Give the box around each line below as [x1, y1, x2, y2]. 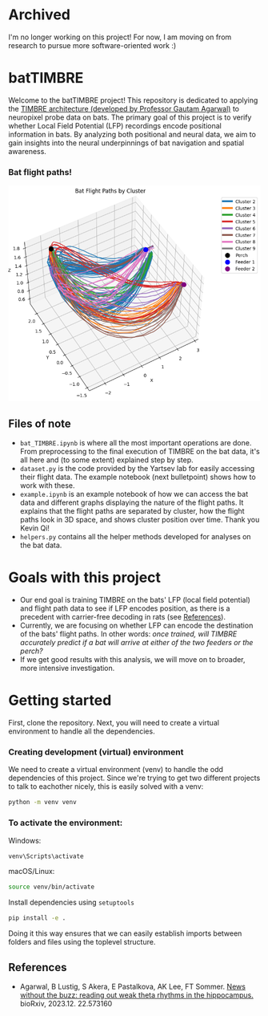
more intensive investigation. [19, 664, 115, 673]
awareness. [8, 146, 46, 156]
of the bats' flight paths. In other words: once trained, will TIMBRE [19, 629, 238, 639]
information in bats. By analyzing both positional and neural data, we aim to [8, 129, 256, 139]
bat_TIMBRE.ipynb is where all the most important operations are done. [19, 438, 252, 448]
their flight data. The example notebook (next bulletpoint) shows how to [19, 472, 256, 482]
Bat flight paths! [8, 166, 72, 177]
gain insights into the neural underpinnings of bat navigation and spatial [8, 138, 245, 148]
